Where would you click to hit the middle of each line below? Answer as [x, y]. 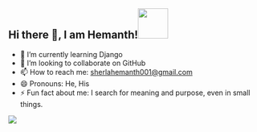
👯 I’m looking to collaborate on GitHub [83, 63]
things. [31, 104]
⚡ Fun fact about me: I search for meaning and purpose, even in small [135, 93]
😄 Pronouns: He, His [55, 83]
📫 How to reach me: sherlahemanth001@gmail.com [106, 72]
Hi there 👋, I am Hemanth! [73, 35]
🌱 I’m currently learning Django [71, 54]
